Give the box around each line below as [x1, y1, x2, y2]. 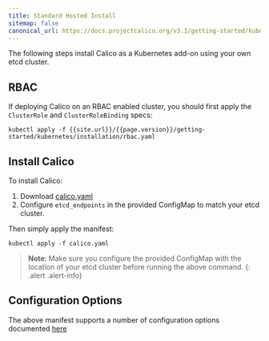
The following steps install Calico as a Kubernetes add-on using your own [8, 49, 251, 59]
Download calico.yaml [19, 192, 94, 201]
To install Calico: [8, 176, 62, 185]
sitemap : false [8, 19, 59, 27]
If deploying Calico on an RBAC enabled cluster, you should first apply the [8, 102, 252, 112]
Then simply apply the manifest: [8, 224, 114, 233]
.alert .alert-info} [27, 270, 82, 280]
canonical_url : [8, 26, 59, 35]
